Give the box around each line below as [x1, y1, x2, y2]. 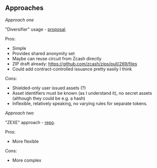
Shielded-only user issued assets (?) [12, 85, 86, 91]
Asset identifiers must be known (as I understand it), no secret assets [12, 90, 153, 96]
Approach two [5, 110, 34, 116]
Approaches [5, 4, 44, 12]
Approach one [5, 17, 34, 22]
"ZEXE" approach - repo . [5, 119, 55, 125]
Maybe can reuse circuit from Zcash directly [12, 56, 102, 62]
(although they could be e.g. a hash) [12, 95, 86, 101]
